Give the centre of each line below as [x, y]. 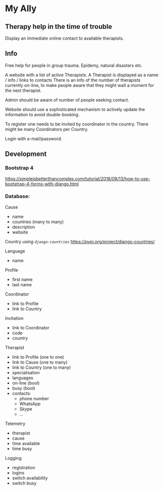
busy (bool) [24, 388]
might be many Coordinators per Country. [47, 129]
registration [24, 468]
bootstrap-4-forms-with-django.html [42, 184]
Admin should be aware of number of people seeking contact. [67, 100]
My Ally [21, 9]
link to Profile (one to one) [38, 357]
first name [22, 279]
